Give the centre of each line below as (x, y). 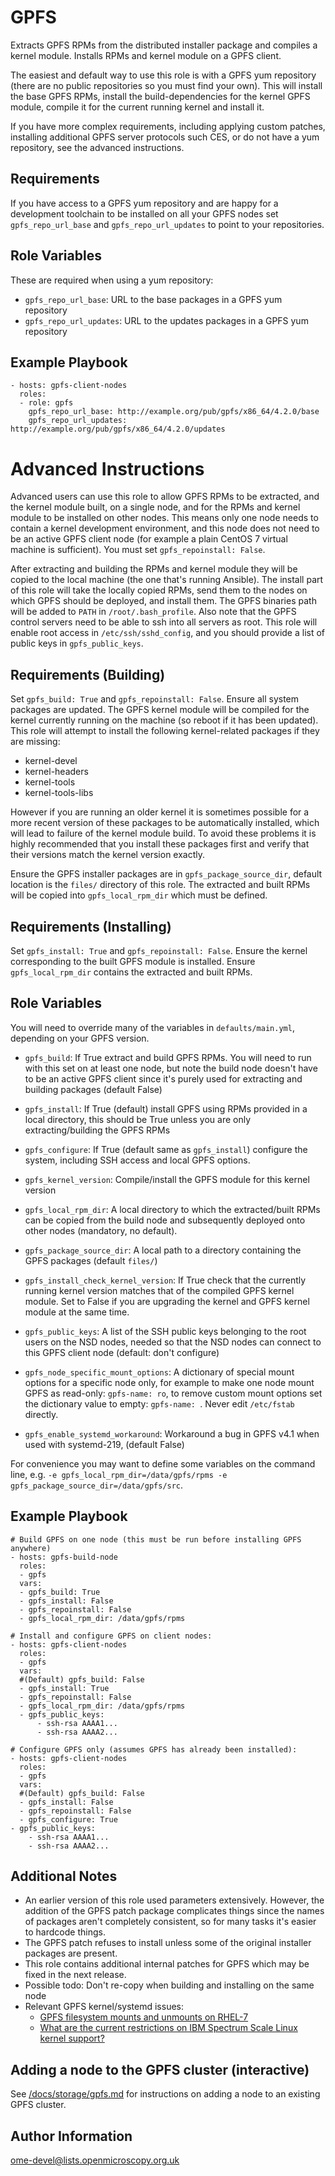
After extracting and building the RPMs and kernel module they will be (154, 569)
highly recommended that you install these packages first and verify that (160, 844)
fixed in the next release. (75, 1975)
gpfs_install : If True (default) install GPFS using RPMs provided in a (166, 1108)
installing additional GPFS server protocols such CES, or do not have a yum (165, 137)
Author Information (71, 2136)
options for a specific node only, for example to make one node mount (169, 1382)
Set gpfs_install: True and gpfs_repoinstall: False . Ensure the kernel (159, 950)
